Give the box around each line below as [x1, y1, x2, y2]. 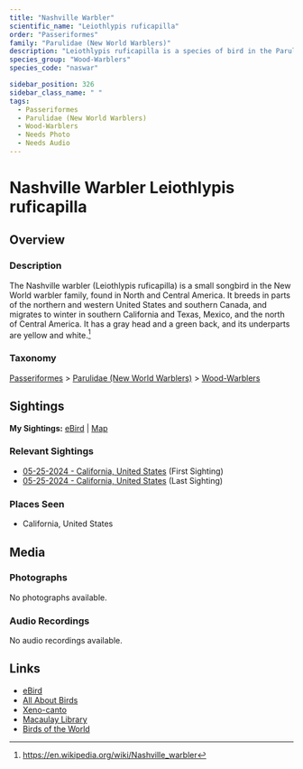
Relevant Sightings [9, 445, 95, 458]
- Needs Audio [17, 139, 70, 148]
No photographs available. [9, 592, 107, 603]
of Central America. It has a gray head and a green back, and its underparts [9, 318, 290, 329]
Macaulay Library [22, 714, 87, 725]
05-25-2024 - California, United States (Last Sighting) [22, 475, 224, 486]
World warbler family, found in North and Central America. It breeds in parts [9, 290, 291, 301]
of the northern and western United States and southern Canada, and [9, 299, 268, 310]
